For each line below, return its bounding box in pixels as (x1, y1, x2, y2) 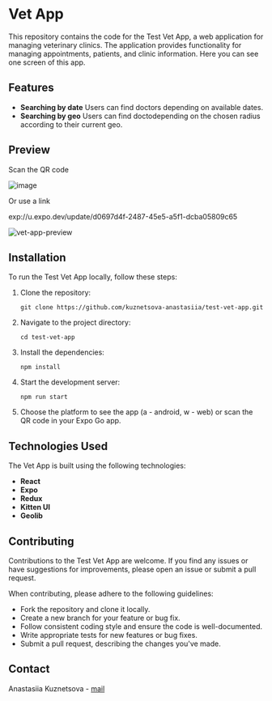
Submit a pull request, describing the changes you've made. (19, 639, 221, 648)
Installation (8, 250, 66, 264)
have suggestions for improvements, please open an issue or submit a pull (8, 564, 257, 574)
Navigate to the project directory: (19, 317, 131, 328)
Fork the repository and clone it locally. (19, 605, 151, 614)
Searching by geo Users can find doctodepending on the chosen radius (19, 111, 261, 121)
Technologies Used (8, 439, 108, 453)
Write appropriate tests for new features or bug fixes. (19, 631, 198, 639)
